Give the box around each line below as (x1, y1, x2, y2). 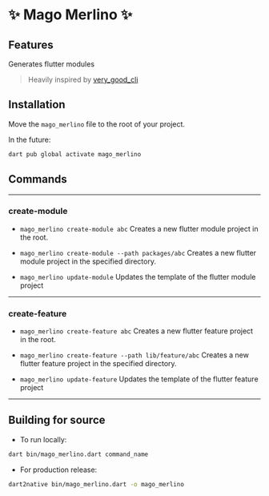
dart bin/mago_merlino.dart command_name (8, 450, 149, 458)
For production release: (19, 465, 98, 474)
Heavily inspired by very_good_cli (27, 75, 139, 84)
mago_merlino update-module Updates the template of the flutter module (19, 272, 256, 281)
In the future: (8, 135, 51, 144)
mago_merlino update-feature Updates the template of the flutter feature (19, 374, 259, 384)
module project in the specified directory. (19, 256, 156, 266)
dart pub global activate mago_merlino (8, 150, 142, 158)
